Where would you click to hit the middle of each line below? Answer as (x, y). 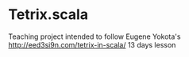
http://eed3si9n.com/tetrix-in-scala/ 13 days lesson (92, 44)
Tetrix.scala (48, 15)
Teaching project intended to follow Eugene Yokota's (94, 36)
